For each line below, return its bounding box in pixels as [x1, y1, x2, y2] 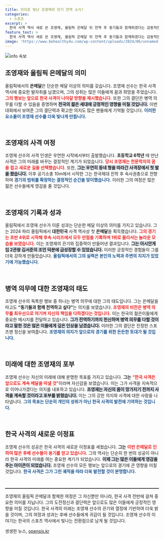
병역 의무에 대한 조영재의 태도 [5, 284, 88, 293]
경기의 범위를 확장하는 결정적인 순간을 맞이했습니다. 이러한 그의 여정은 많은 [14, 177, 155, 183]
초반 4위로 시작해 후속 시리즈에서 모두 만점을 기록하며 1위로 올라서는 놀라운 [10, 235, 151, 241]
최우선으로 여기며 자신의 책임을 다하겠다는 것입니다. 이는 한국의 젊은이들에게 [14, 311, 158, 316]
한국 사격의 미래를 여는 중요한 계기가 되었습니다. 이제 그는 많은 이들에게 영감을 [10, 456, 158, 462]
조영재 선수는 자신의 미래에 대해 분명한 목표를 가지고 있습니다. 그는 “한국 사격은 [5, 374, 156, 380]
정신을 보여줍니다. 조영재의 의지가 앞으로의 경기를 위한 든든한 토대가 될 [14, 329, 147, 335]
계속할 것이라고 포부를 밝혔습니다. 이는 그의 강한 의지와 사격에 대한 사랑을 [14, 392, 153, 398]
